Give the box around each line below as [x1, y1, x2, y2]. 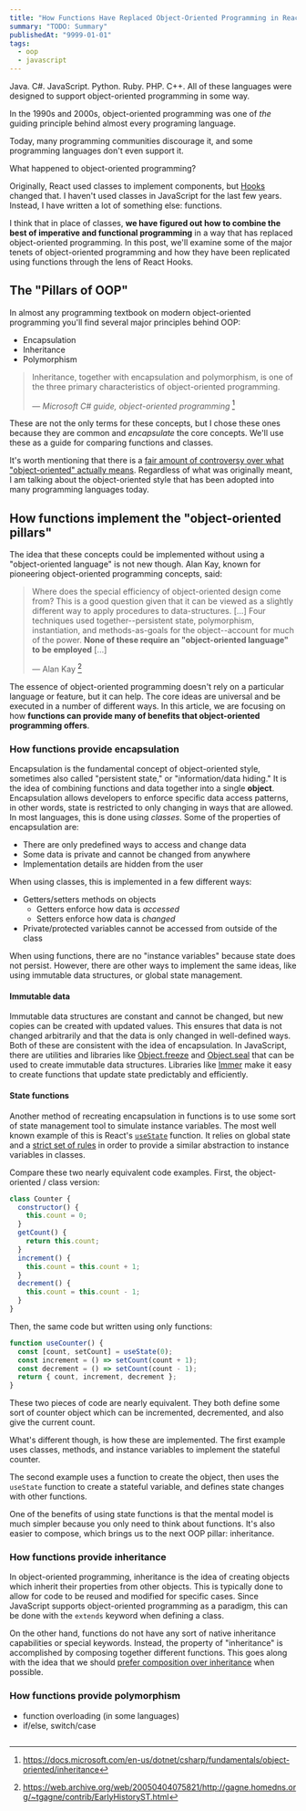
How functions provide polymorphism [9, 1690, 181, 1702]
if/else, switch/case [22, 1720, 97, 1731]
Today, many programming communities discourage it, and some [9, 136, 253, 146]
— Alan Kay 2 [31, 662, 82, 674]
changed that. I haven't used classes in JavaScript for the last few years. [9, 191, 282, 201]
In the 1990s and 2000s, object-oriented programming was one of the [9, 109, 271, 119]
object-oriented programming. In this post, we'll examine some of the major [9, 237, 293, 247]
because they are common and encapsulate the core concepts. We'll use [9, 428, 284, 439]
